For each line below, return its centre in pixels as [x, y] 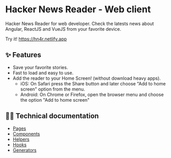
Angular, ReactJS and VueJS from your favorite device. [63, 29]
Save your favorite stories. [40, 67]
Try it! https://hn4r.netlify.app [36, 39]
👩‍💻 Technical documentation [52, 116]
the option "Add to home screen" [55, 100]
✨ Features [23, 55]
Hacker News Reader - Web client [78, 9]
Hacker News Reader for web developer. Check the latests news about [80, 24]
